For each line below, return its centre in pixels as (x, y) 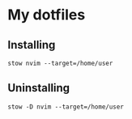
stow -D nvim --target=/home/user (66, 107)
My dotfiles (47, 15)
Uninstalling (39, 88)
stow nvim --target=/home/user (60, 63)
